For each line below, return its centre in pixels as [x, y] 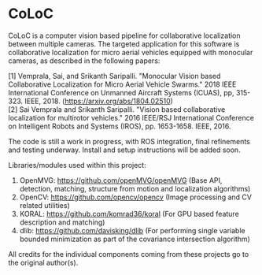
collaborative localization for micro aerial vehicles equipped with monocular [131, 52]
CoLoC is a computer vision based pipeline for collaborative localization [125, 35]
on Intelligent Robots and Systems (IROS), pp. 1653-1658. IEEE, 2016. [120, 126]
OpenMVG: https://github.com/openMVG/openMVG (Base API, [121, 180]
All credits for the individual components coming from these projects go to [129, 254]
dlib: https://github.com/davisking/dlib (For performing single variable [132, 230]
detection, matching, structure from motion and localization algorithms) [135, 188]
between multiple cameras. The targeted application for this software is [124, 43]
